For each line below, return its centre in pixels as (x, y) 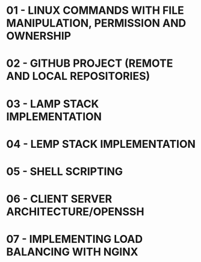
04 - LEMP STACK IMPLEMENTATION (101, 144)
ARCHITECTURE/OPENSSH (75, 212)
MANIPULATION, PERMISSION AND (96, 23)
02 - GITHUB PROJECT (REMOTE (90, 63)
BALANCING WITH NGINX (72, 252)
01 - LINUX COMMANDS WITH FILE (95, 11)
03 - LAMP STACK (53, 104)
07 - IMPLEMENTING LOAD (75, 239)
